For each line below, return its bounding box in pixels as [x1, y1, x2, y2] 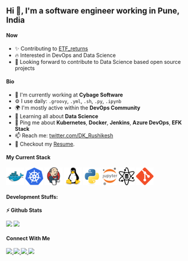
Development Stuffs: [6, 193, 58, 200]
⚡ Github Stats [6, 207, 43, 214]
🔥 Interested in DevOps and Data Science [14, 51, 116, 59]
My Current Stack [6, 154, 51, 161]
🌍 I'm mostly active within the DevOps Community [14, 104, 141, 111]
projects [14, 65, 35, 72]
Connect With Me [6, 234, 50, 241]
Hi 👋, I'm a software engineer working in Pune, [6, 6, 180, 16]
